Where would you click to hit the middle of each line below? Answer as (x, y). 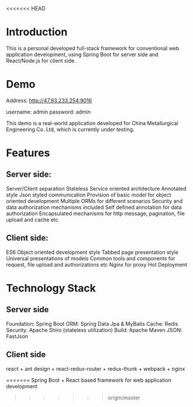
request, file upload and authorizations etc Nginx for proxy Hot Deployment (96, 264)
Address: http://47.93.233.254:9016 (49, 100)
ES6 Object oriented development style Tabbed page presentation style (92, 252)
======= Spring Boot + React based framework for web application (89, 380)
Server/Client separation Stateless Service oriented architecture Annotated (96, 188)
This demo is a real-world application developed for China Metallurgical (92, 123)
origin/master (124, 398)
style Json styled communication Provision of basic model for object (89, 195)
